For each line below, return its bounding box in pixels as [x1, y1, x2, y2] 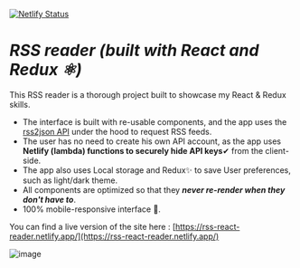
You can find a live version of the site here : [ [9, 221, 176, 232]
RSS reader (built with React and [9, 41, 259, 61]
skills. [9, 99, 31, 110]
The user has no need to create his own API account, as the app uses [22, 136, 282, 147]
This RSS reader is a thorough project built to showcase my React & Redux [9, 89, 286, 100]
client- [265, 145, 289, 156]
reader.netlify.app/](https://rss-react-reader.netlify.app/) [9, 231, 220, 242]
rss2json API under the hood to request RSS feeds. [22, 126, 212, 137]
